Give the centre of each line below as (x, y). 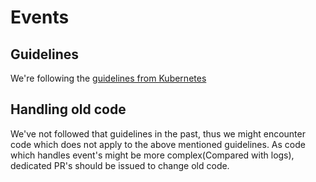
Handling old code (68, 109)
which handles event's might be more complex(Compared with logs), (152, 155)
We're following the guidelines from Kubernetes (108, 78)
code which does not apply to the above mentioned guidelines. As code (158, 144)
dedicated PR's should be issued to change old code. (120, 165)
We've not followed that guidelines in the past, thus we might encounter (158, 133)
